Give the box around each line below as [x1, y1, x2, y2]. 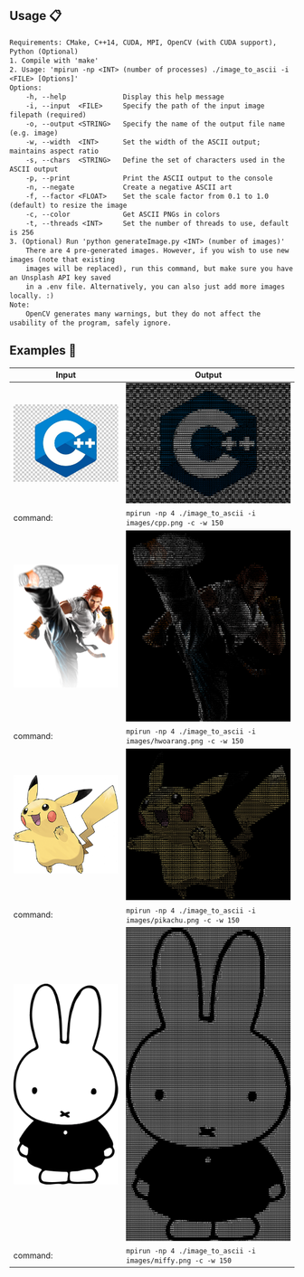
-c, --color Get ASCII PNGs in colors [25, 210, 221, 219]
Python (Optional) [9, 47, 79, 56]
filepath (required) [9, 110, 88, 119]
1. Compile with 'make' [9, 56, 100, 65]
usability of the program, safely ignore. [9, 318, 172, 327]
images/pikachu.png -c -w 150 [126, 915, 240, 925]
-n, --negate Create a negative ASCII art [25, 183, 233, 192]
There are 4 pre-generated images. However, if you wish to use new [25, 246, 290, 255]
